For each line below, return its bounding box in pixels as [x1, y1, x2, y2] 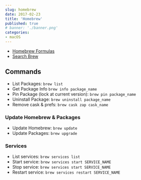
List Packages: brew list [12, 81, 63, 87]
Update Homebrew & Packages [5, 114, 81, 120]
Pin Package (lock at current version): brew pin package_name [12, 91, 136, 97]
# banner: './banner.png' [5, 26, 58, 30]
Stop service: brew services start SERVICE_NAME [12, 164, 111, 170]
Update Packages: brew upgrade [12, 130, 78, 136]
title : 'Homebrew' [5, 16, 43, 21]
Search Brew [12, 53, 38, 59]
